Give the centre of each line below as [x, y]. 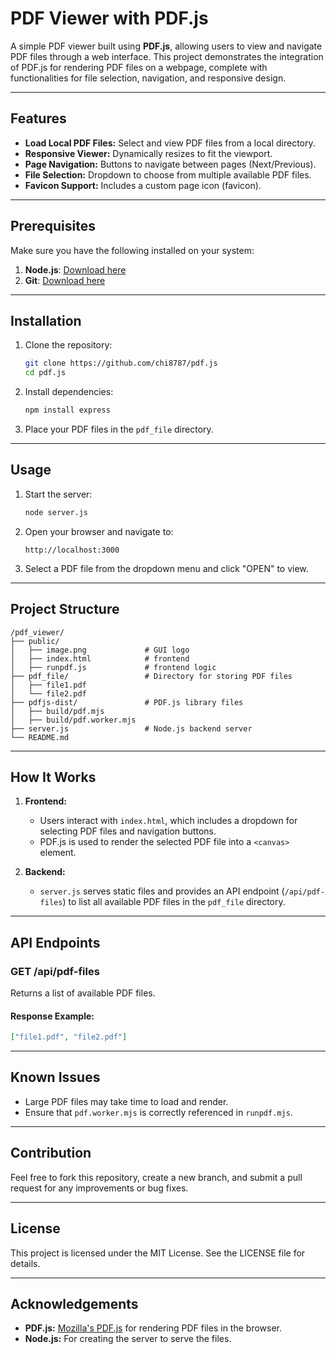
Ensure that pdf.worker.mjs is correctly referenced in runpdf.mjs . [158, 1112]
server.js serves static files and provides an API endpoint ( [162, 891]
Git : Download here [65, 280]
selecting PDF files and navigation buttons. [128, 831]
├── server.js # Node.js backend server [131, 728]
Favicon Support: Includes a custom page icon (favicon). [143, 185]
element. [58, 853]
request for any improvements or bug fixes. [99, 1188]
